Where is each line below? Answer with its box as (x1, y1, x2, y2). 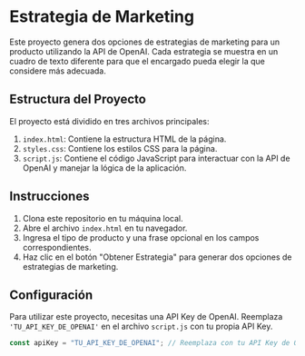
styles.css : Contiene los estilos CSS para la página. (22, 143, 218, 153)
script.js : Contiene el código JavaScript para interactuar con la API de (22, 153, 290, 163)
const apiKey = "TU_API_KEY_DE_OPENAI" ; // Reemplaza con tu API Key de (9, 339, 290, 348)
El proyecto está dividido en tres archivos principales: (9, 115, 211, 126)
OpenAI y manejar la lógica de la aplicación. (22, 162, 187, 173)
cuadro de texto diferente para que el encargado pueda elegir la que (9, 55, 266, 66)
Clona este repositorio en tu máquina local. (22, 213, 183, 223)
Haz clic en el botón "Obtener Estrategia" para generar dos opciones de (22, 252, 292, 262)
